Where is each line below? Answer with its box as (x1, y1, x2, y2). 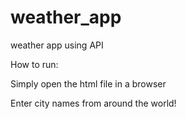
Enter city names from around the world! (10, 97, 177, 109)
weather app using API (10, 39, 104, 51)
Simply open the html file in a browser (10, 77, 167, 90)
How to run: (10, 58, 59, 70)
